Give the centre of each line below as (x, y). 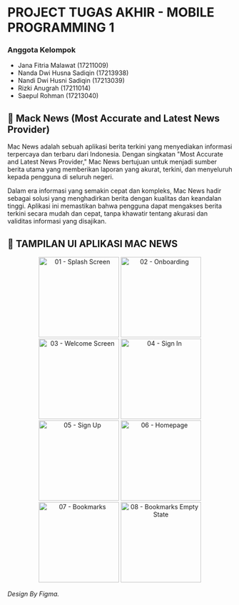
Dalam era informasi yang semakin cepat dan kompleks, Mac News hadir (115, 191)
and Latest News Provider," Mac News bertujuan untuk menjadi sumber (112, 162)
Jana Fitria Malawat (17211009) (63, 66)
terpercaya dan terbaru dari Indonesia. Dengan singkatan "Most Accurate (115, 154)
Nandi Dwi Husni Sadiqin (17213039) (71, 81)
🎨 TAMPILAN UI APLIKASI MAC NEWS (93, 244)
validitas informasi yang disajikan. (57, 221)
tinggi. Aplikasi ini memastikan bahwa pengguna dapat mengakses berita (115, 206)
